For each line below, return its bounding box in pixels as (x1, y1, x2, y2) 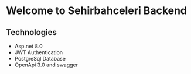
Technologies (6, 27, 57, 37)
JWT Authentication (14, 49, 63, 56)
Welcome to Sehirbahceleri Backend (6, 4, 187, 17)
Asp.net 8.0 (14, 43, 43, 50)
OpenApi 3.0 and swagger (14, 61, 78, 68)
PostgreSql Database (14, 55, 66, 62)
